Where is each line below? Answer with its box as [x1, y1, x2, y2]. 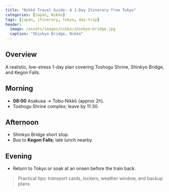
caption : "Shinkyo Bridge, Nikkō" [10, 31, 83, 36]
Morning [5, 84, 33, 93]
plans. [17, 181, 31, 187]
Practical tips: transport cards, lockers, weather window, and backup [17, 175, 163, 182]
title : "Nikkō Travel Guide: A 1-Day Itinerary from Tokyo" [5, 7, 137, 13]
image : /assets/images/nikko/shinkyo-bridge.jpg [10, 27, 116, 32]
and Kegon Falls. [5, 69, 40, 75]
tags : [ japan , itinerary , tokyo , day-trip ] [5, 17, 100, 22]
